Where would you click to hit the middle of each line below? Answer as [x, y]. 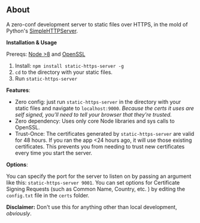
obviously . [19, 213]
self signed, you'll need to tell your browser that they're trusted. [93, 114]
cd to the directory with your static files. [63, 72]
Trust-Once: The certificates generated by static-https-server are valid [104, 133]
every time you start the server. [54, 153]
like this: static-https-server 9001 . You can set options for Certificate [93, 182]
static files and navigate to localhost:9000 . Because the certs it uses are [104, 108]
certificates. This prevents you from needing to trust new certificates [100, 146]
